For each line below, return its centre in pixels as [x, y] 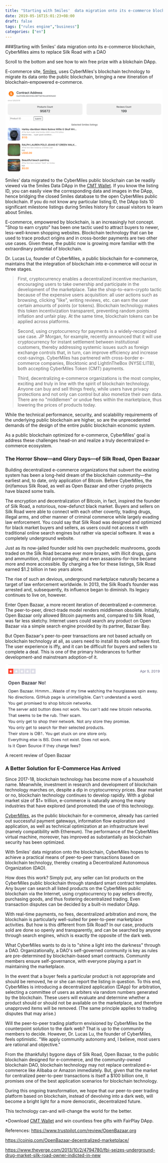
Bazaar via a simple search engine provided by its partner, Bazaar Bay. [78, 626]
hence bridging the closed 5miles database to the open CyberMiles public [81, 196]
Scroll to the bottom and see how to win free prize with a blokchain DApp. [81, 62]
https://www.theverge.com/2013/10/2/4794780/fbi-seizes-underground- [80, 1150]
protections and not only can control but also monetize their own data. [90, 395]
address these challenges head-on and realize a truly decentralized [75, 440]
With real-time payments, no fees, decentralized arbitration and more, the [81, 914]
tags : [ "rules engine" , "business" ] [42, 27]
